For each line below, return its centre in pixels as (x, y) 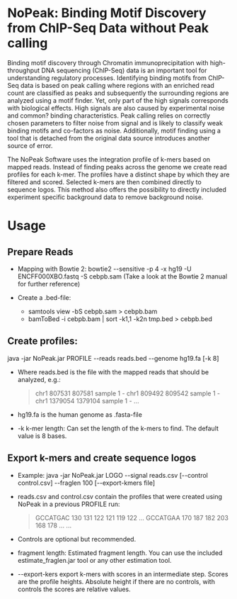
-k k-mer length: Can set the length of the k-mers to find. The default (118, 428)
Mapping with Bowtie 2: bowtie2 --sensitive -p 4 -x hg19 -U (105, 269)
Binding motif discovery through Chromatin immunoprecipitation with (108, 62)
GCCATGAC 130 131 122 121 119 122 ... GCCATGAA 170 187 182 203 (132, 517)
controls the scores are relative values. (74, 589)
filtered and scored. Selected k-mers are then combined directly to (104, 181)
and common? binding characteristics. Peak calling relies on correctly (109, 116)
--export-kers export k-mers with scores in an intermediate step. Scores (123, 574)
